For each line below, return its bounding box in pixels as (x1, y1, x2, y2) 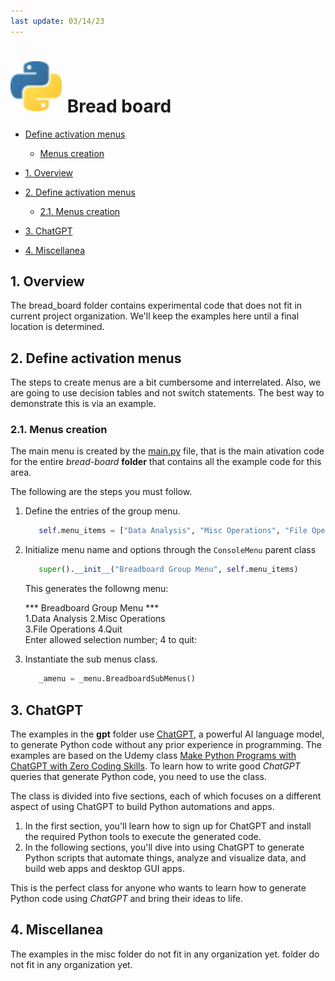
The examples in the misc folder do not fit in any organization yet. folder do (10, 948, 320, 960)
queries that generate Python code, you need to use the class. (10, 770, 267, 782)
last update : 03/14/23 (10, 16, 105, 26)
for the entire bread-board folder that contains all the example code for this (10, 456, 322, 468)
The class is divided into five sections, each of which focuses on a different (10, 790, 322, 802)
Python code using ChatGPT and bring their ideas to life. (10, 892, 243, 904)
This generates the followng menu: (24, 583, 169, 595)
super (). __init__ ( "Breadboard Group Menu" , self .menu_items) (38, 565, 299, 575)
